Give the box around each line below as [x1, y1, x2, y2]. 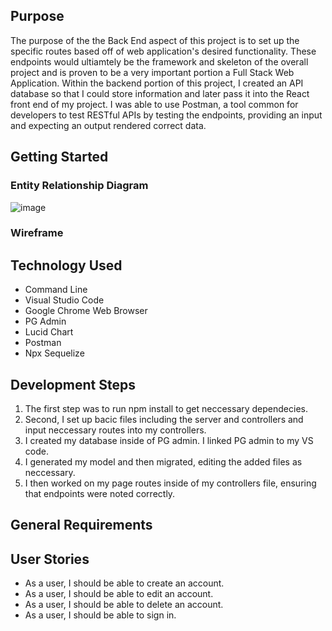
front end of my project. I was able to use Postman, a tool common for [10, 98, 299, 110]
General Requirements [10, 517, 153, 534]
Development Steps [10, 376, 136, 393]
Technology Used [10, 257, 123, 274]
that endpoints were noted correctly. [24, 488, 176, 500]
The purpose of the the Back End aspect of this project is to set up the [10, 34, 300, 46]
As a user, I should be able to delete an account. [24, 599, 224, 611]
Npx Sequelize [24, 347, 85, 359]
